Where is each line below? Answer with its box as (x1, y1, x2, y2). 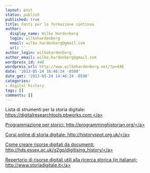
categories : (5, 78, 31, 83)
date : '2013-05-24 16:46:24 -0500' (5, 69, 81, 74)
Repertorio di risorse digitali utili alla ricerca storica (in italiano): (5, 157, 137, 163)
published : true (5, 17, 40, 22)
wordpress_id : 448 (5, 60, 44, 65)
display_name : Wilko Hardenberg (10, 31, 79, 36)
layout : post (5, 7, 33, 13)
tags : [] (5, 88, 24, 93)
